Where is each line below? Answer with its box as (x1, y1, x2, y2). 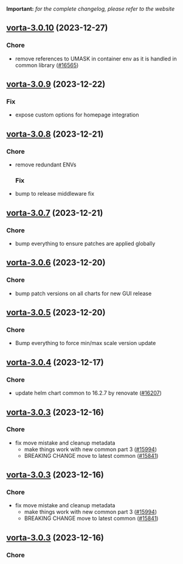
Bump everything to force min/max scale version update (15, 340, 156, 347)
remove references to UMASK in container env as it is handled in (15, 55, 178, 62)
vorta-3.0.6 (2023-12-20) (6, 257, 106, 268)
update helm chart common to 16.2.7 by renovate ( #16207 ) (15, 390, 162, 397)
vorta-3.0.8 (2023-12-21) (6, 129, 104, 139)
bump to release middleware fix (15, 190, 95, 198)
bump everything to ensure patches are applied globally (15, 240, 156, 248)
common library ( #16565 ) (15, 61, 79, 69)
